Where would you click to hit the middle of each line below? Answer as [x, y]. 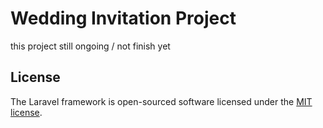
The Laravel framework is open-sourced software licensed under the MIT [161, 101]
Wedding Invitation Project [123, 18]
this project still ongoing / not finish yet [90, 46]
